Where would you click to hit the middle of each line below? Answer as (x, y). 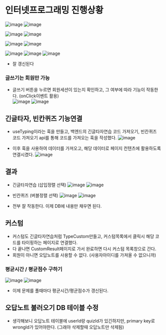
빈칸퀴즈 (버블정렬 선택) (35, 195)
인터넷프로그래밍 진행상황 (54, 10)
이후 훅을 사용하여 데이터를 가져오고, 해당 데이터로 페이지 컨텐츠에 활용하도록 (87, 148)
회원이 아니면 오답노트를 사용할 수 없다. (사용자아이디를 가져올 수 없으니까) (84, 255)
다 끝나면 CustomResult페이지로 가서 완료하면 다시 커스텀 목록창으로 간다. (84, 249)
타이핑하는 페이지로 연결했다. (50, 242)
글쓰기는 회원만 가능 (28, 78)
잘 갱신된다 (23, 63)
